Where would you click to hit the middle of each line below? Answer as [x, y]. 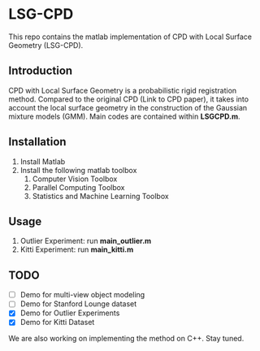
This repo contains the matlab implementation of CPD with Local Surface [130, 37]
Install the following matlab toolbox [78, 170]
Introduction [41, 71]
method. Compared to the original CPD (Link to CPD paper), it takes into [129, 99]
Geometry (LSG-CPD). [46, 45]
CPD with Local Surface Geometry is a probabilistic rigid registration [123, 90]
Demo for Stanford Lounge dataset [78, 304]
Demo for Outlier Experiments [70, 313]
